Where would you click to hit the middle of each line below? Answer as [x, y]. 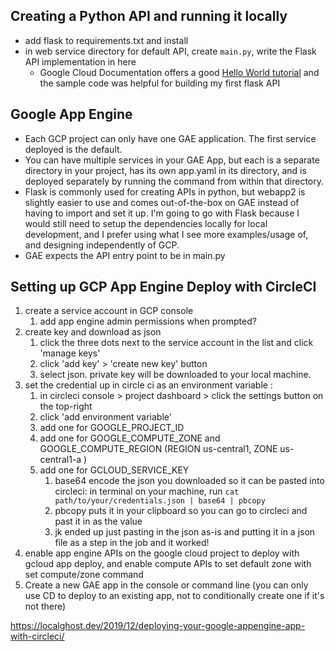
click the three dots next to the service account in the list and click [176, 343]
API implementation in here [80, 61]
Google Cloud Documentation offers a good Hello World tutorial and [179, 72]
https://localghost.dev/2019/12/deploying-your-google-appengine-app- [158, 626]
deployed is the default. [73, 149]
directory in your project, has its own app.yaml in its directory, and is [165, 170]
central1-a [60, 460]
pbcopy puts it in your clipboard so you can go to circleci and [181, 511]
